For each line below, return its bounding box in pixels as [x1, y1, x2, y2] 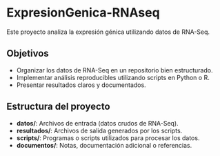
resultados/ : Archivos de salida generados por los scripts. [16, 126, 183, 135]
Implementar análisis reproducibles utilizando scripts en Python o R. [16, 73, 210, 81]
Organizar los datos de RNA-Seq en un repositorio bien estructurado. [16, 66, 213, 74]
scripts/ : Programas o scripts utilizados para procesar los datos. [16, 133, 200, 142]
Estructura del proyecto [6, 101, 111, 113]
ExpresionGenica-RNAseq [6, 5, 160, 21]
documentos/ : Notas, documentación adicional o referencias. [16, 141, 192, 149]
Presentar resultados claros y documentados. [16, 81, 146, 89]
